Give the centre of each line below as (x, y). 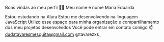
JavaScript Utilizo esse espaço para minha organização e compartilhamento (82, 22)
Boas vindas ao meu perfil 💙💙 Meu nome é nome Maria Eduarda (70, 7)
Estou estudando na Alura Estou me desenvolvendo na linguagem (72, 17)
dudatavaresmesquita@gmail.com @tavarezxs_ (53, 34)
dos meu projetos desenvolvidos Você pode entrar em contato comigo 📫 (79, 27)
